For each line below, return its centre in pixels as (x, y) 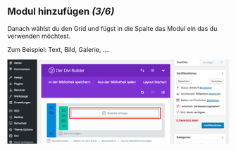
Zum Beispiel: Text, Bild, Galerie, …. (59, 49)
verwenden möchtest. (39, 36)
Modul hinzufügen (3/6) (61, 12)
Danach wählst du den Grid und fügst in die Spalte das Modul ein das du (112, 28)
